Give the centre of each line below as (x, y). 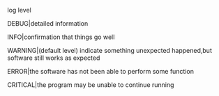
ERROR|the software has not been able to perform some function (100, 71)
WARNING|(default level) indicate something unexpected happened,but (110, 50)
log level (19, 10)
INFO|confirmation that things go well (61, 37)
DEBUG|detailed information (48, 23)
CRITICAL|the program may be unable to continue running (91, 85)
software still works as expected (54, 58)
